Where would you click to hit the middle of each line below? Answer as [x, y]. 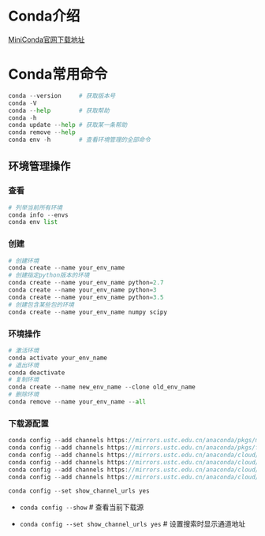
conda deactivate [37, 372]
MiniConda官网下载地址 [47, 39]
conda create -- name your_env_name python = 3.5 [86, 297]
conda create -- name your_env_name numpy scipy [88, 312]
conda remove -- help [42, 132]
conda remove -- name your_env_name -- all [77, 402]
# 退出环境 [24, 365]
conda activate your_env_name [58, 358]
